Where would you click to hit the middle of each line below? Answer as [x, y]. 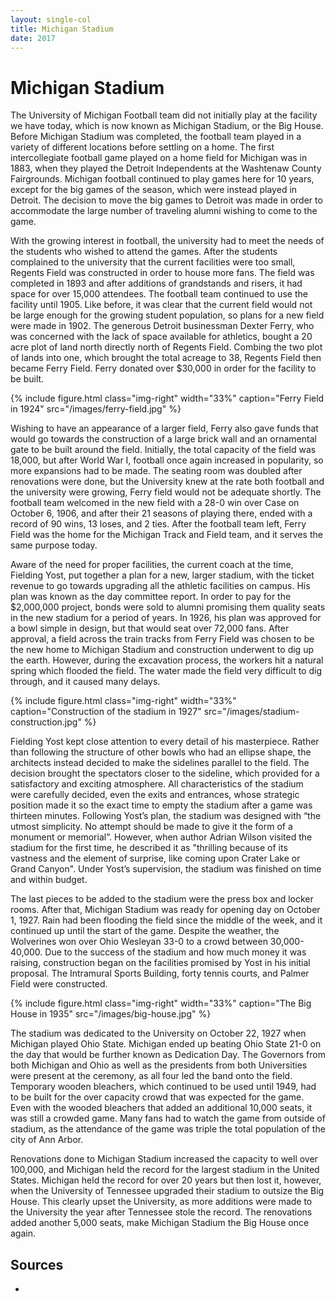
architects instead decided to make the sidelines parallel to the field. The [160, 763]
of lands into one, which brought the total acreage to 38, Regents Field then [166, 358]
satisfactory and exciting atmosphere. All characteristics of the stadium [157, 784]
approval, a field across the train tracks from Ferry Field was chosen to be [162, 639]
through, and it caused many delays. [85, 682]
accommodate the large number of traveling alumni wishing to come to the [164, 211]
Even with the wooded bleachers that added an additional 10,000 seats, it [161, 1108]
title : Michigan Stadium [62, 29]
